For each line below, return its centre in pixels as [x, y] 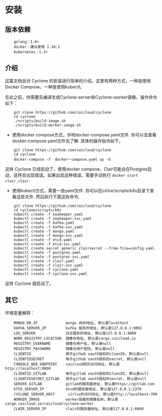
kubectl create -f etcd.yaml [43, 240]
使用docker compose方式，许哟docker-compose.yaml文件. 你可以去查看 [84, 134]
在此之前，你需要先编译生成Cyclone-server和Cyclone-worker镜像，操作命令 [81, 97]
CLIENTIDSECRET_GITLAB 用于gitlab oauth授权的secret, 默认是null [80, 379]
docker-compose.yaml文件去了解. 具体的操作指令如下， [67, 141]
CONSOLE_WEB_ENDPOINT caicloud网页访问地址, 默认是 [67, 364]
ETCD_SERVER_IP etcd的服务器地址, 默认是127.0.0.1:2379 [78, 389]
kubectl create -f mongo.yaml [44, 231]
